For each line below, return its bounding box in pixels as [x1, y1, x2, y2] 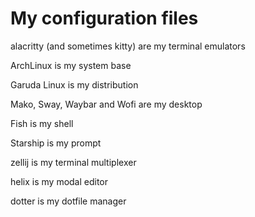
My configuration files [10, 7, 199, 30]
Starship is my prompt [10, 137, 102, 149]
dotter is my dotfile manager [10, 195, 127, 207]
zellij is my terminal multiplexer [10, 156, 137, 168]
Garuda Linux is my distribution [10, 78, 139, 91]
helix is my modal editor [10, 175, 109, 187]
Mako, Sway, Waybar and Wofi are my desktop [10, 98, 203, 110]
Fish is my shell [10, 117, 74, 129]
